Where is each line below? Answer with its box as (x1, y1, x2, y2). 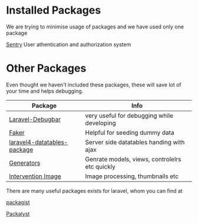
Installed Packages (6, 4, 101, 17)
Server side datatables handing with (85, 138, 185, 146)
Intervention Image (9, 172, 61, 180)
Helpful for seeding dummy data (85, 128, 175, 137)
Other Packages (6, 62, 87, 75)
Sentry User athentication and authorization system (6, 41, 131, 48)
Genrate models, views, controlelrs (85, 155, 181, 163)
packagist (6, 199, 31, 206)
